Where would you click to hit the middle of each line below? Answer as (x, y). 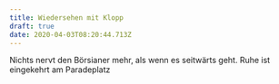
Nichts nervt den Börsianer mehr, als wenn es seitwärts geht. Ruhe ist (140, 61)
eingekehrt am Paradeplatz (60, 70)
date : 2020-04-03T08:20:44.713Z (70, 34)
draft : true (32, 26)
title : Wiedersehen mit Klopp (67, 18)
